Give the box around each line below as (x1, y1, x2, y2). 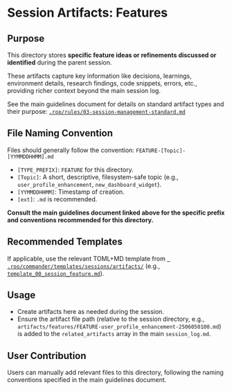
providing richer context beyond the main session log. (7, 87, 161, 94)
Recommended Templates (7, 236, 123, 248)
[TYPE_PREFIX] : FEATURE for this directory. (17, 165, 134, 174)
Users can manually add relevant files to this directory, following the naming (7, 368, 224, 376)
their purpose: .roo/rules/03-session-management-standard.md (7, 108, 186, 115)
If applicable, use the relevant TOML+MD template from (7, 254, 166, 263)
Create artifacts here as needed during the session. (17, 308, 165, 316)
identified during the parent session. (7, 58, 112, 67)
